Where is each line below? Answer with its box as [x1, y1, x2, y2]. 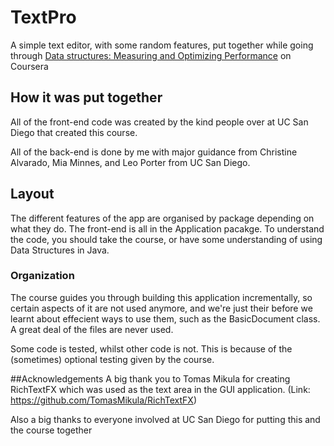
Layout [10, 186, 55, 203]
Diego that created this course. [10, 126, 138, 138]
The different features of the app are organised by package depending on [10, 212, 315, 224]
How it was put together [10, 89, 163, 106]
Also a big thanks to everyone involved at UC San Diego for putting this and [10, 413, 321, 425]
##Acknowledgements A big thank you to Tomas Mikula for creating [10, 372, 291, 385]
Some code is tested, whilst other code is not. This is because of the [10, 342, 293, 355]
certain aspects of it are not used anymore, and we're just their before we [10, 302, 313, 314]
